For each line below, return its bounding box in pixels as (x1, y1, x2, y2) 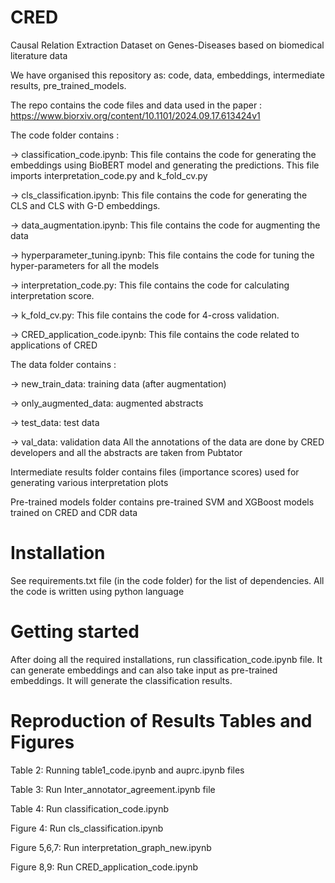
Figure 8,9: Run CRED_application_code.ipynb (10, 861, 199, 873)
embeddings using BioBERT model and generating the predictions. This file (10, 159, 320, 171)
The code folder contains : (10, 129, 120, 141)
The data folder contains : (10, 358, 117, 370)
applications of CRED (10, 339, 98, 351)
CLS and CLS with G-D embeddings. (10, 199, 161, 211)
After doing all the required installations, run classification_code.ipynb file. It (10, 653, 323, 665)
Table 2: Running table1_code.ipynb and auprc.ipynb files (10, 764, 245, 776)
